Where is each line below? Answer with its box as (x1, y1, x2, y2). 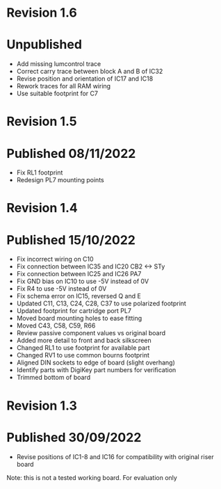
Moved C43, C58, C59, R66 (16, 321, 96, 330)
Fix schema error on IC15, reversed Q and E (16, 292, 142, 300)
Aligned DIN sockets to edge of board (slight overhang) (16, 358, 175, 367)
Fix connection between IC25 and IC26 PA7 (16, 270, 142, 278)
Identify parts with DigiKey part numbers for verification (16, 366, 177, 374)
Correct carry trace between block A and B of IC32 (16, 67, 163, 76)
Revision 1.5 (6, 113, 77, 129)
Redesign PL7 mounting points (16, 176, 105, 184)
